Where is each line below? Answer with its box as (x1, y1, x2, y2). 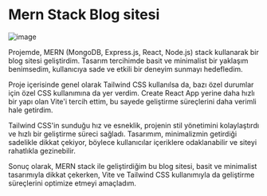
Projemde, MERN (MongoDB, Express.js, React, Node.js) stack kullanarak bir (8, 47, 259, 57)
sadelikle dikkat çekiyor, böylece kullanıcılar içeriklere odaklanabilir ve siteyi (8, 137, 257, 147)
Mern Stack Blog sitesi (8, 6, 160, 24)
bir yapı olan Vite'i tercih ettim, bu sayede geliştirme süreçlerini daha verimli (8, 96, 257, 106)
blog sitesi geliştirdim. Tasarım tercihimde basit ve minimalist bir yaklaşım (8, 56, 249, 65)
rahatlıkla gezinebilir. (8, 146, 76, 155)
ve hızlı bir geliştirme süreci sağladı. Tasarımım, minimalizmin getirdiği (8, 129, 238, 139)
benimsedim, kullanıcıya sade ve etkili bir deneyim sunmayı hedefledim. (8, 64, 243, 73)
